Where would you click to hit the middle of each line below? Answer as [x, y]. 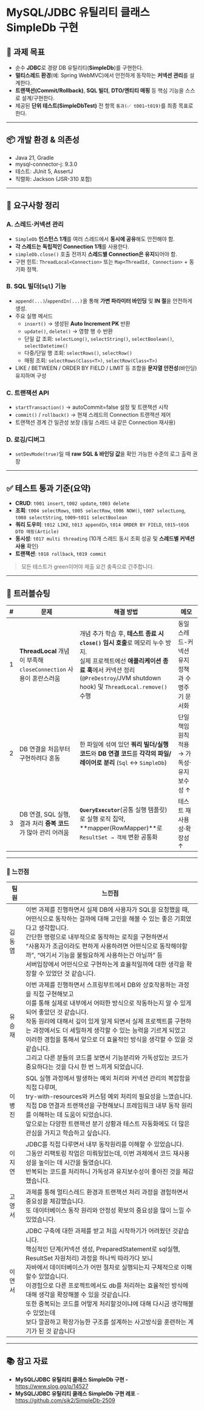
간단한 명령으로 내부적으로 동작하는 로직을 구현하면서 [97, 937]
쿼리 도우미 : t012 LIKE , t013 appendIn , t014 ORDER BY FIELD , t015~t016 [102, 525]
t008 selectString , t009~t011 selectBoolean [71, 518]
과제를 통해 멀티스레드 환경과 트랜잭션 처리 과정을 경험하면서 [107, 1193]
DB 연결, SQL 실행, [45, 815]
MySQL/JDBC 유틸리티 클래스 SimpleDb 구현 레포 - [77, 1394]
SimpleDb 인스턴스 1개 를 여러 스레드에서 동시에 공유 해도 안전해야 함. [95, 239]
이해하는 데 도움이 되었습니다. [73, 1115]
